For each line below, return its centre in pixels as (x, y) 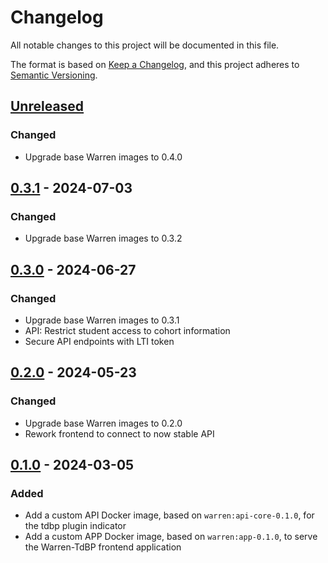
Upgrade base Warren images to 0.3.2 (103, 238)
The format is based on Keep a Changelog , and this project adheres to (155, 64)
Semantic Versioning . (54, 75)
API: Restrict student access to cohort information (127, 330)
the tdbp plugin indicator (75, 526)
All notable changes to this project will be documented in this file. (145, 45)
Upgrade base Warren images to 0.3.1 (102, 320)
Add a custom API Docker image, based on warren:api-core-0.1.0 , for (169, 515)
